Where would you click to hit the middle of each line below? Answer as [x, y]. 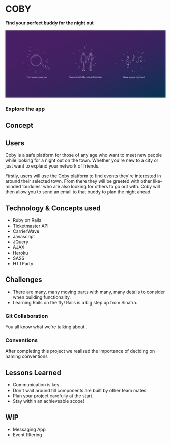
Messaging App [29, 430]
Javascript [24, 237]
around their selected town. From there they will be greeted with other [79, 181]
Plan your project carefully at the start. [53, 396]
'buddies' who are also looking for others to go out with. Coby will [91, 187]
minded [13, 187]
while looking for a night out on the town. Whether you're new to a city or [82, 160]
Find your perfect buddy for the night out [50, 23]
